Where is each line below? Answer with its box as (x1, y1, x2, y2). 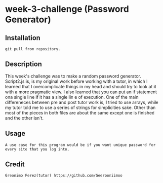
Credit (5, 160, 25, 169)
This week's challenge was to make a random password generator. (5, 73, 142, 79)
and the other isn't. (5, 115, 44, 121)
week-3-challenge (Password (5, 3, 129, 15)
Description (5, 60, 42, 69)
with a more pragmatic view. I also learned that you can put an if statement (5, 89, 157, 95)
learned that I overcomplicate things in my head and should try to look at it (5, 83, 157, 89)
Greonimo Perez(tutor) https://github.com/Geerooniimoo (5, 173, 122, 178)
